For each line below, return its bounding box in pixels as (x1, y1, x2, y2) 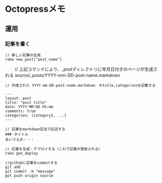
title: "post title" (5, 100, 47, 105)
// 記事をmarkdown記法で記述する (5, 127, 66, 132)
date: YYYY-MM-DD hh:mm (5, 104, 54, 109)
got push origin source (5, 173, 54, 178)
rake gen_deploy (5, 151, 38, 156)
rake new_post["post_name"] (5, 57, 62, 62)
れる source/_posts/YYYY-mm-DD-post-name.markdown (5, 72, 121, 78)
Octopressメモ (5, 3, 66, 15)
